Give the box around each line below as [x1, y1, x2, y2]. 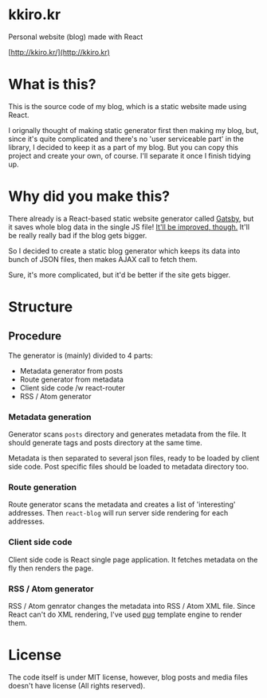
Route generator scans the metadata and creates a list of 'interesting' [8, 500, 236, 509]
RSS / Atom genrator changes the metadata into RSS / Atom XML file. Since [8, 602, 256, 610]
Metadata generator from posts [19, 366, 124, 375]
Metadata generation [8, 411, 92, 422]
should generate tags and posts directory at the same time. [8, 438, 202, 448]
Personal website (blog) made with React [8, 32, 143, 41]
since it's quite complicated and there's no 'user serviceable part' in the [8, 134, 245, 143]
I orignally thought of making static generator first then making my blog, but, [8, 125, 259, 135]
